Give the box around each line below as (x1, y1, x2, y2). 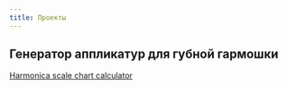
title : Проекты (9, 13, 67, 22)
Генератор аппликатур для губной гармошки (9, 47, 279, 62)
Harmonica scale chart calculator (9, 70, 134, 81)
